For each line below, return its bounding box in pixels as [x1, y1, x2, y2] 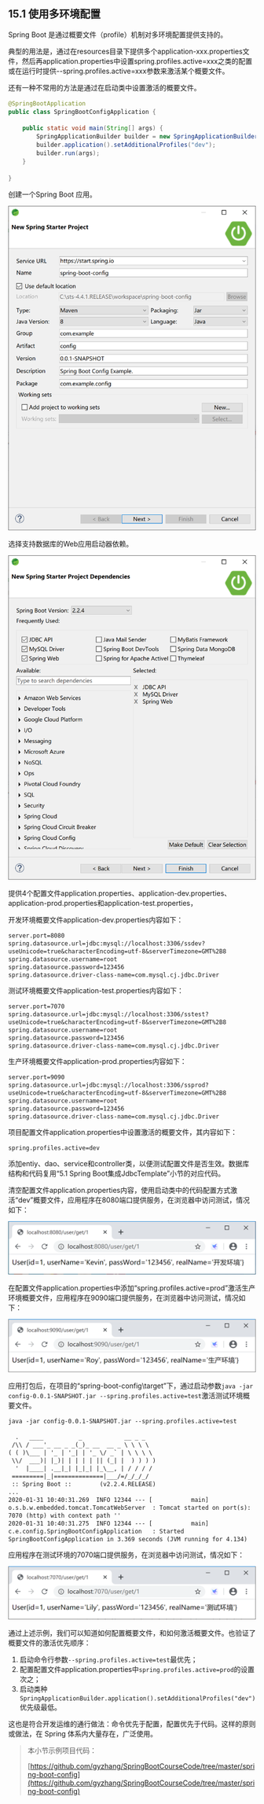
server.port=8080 [8, 931, 65, 940]
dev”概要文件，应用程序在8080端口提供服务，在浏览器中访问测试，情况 [18, 1195, 250, 1205]
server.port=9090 [8, 1073, 65, 1081]
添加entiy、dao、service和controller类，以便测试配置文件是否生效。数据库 [8, 1158, 250, 1168]
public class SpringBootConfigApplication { [8, 108, 156, 116]
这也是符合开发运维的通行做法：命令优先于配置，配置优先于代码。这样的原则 [8, 1719, 256, 1729]
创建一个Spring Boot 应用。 [8, 190, 97, 199]
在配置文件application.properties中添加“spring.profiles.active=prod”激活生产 [8, 1283, 256, 1292]
